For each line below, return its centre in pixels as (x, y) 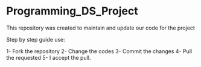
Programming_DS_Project (72, 11)
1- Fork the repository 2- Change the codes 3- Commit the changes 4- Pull (99, 51)
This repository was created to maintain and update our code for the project (101, 28)
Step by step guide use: (36, 39)
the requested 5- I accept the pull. (49, 57)
